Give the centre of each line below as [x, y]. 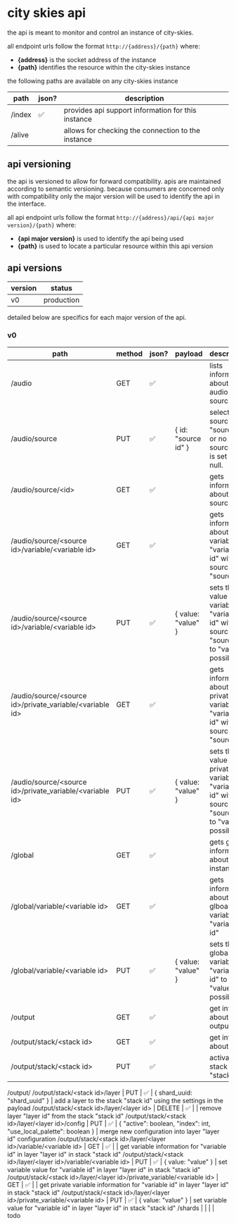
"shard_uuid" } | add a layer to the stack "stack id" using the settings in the [115, 1100]
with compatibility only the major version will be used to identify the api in [113, 196]
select [219, 412]
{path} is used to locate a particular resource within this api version [115, 246]
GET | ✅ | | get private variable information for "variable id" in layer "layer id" [118, 1184]
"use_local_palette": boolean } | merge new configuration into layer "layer [113, 1131]
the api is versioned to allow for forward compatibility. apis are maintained [114, 181]
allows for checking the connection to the [132, 130]
